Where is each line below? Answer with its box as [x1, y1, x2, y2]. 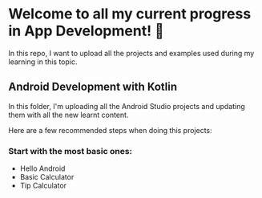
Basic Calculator [19, 172, 75, 182]
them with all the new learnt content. [8, 110, 129, 119]
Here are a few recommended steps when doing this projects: [8, 125, 212, 135]
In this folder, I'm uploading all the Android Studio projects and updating [8, 101, 246, 111]
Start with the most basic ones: [8, 145, 133, 156]
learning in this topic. [8, 57, 78, 67]
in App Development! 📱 [8, 22, 164, 40]
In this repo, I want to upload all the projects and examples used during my [8, 48, 255, 58]
